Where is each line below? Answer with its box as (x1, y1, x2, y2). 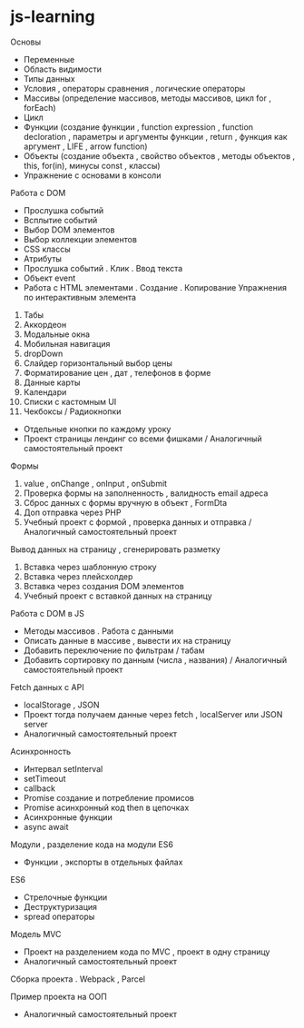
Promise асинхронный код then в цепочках (23, 802, 190, 813)
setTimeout (23, 773, 66, 784)
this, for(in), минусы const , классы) (23, 160, 162, 171)
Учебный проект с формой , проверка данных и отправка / (23, 516, 252, 528)
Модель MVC (10, 928, 62, 939)
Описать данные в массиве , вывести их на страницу (23, 635, 231, 646)
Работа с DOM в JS (10, 608, 84, 618)
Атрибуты (23, 252, 63, 264)
